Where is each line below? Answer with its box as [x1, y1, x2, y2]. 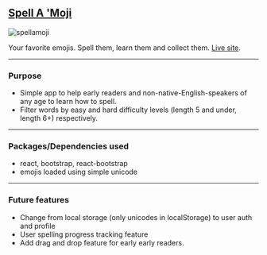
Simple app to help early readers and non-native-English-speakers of [19, 88, 248, 98]
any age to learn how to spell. [19, 97, 117, 106]
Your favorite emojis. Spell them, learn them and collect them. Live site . [8, 43, 241, 52]
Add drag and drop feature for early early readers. [19, 238, 184, 247]
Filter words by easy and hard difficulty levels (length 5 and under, [19, 105, 237, 114]
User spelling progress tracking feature [19, 230, 149, 239]
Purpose [8, 70, 42, 81]
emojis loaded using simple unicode [19, 167, 137, 177]
